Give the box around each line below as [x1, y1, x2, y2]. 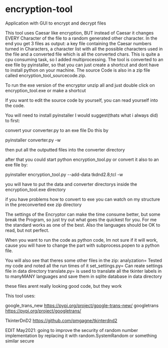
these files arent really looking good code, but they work [5, 283, 122, 289]
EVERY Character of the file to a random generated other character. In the [5, 35, 157, 41]
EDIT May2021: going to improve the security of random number [5, 327, 138, 333]
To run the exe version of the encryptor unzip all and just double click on [5, 82, 155, 88]
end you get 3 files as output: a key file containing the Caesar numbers [5, 40, 152, 46]
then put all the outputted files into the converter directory [5, 146, 125, 152]
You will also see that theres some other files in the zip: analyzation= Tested [5, 257, 162, 263]
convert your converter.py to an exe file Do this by [5, 127, 109, 133]
